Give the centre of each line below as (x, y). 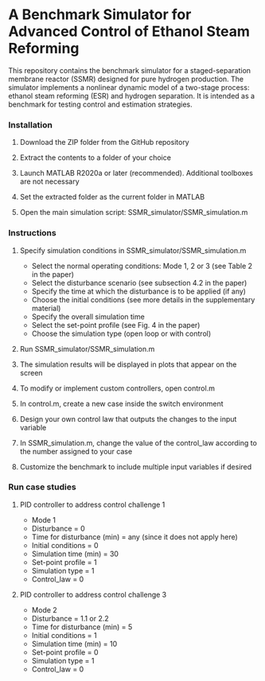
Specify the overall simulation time (88, 317)
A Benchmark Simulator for (100, 15)
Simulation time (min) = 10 (74, 644)
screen (31, 372)
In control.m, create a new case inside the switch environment (122, 403)
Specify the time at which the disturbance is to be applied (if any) (139, 291)
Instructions (33, 233)
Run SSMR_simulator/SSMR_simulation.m (87, 348)
